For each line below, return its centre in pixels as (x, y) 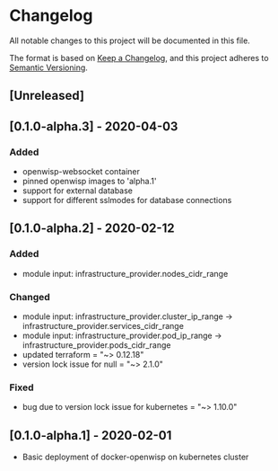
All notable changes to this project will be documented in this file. (130, 40)
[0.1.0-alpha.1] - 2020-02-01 (91, 435)
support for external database (77, 191)
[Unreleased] (47, 96)
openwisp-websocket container (81, 172)
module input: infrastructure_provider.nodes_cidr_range (125, 273)
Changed (30, 297)
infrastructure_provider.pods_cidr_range (96, 345)
